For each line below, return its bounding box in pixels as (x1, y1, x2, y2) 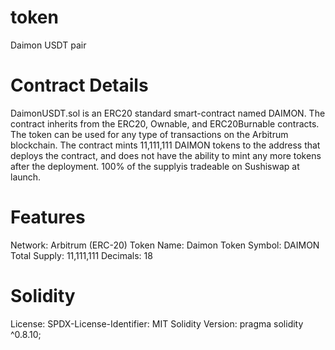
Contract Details (10, 74, 149, 97)
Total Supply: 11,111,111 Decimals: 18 (10, 249, 153, 261)
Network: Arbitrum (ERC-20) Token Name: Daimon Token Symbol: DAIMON (10, 239, 320, 251)
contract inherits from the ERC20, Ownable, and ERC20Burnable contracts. (10, 117, 320, 130)
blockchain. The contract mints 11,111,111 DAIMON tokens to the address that (10, 139, 321, 151)
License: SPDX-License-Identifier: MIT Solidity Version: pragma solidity (10, 317, 304, 330)
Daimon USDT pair (10, 39, 87, 51)
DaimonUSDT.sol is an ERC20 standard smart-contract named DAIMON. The (10, 107, 326, 119)
